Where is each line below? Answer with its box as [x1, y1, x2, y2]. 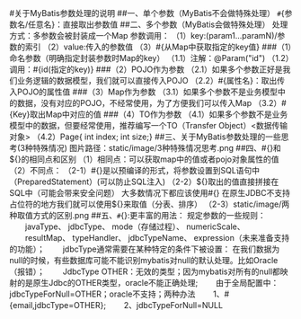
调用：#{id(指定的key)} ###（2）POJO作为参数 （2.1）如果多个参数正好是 [9, 64, 283, 75]
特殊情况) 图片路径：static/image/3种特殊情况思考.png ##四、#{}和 [32, 143, 281, 153]
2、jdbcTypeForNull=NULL [123, 300, 223, 310]
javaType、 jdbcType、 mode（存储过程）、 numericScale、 [24, 221, 245, 232]
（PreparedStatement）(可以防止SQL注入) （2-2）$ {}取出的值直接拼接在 [9, 176, 279, 187]
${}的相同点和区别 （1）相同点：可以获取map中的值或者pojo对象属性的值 [9, 154, 279, 164]
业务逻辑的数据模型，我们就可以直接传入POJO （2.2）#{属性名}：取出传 [16, 75, 286, 85]
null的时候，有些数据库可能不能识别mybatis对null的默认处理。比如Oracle [9, 255, 279, 265]
